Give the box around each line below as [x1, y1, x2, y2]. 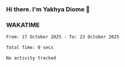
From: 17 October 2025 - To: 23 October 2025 [6, 34, 119, 40]
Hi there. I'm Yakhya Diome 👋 [6, 5, 90, 13]
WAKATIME [6, 20, 40, 29]
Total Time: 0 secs [6, 45, 54, 51]
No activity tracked [6, 55, 57, 61]
